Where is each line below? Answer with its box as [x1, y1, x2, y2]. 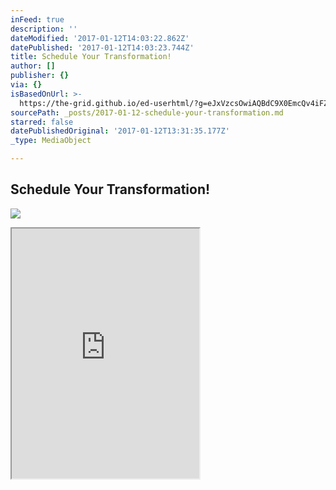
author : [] [10, 61, 56, 71]
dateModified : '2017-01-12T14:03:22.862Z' [10, 33, 190, 43]
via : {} [10, 80, 43, 90]
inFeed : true [10, 14, 65, 25]
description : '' [10, 24, 78, 34]
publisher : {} [10, 71, 70, 81]
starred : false [10, 117, 74, 127]
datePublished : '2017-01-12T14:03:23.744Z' [10, 42, 195, 53]
